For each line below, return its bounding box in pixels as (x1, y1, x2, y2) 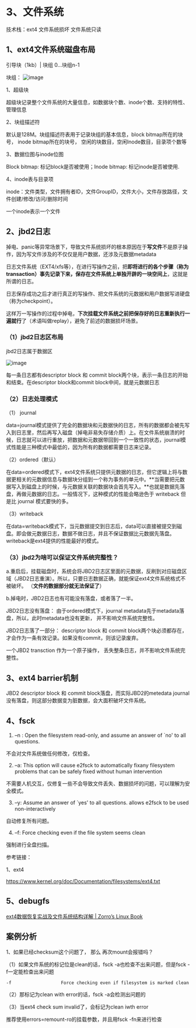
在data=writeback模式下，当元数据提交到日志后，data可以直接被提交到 (6, 522, 177, 530)
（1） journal (6, 409, 37, 416)
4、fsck (6, 716, 36, 726)
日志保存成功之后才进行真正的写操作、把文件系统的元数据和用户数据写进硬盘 (6, 290, 190, 297)
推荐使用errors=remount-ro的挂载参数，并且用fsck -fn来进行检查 (6, 1016, 162, 1023)
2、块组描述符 (6, 118, 40, 125)
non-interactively (14, 805, 56, 812)
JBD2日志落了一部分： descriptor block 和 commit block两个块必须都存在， (6, 627, 188, 634)
